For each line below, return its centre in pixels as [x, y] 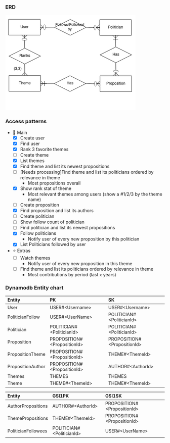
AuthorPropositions [28, 406]
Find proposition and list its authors [57, 211]
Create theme [34, 155]
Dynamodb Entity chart [34, 287]
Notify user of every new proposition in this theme [80, 263]
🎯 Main [20, 132]
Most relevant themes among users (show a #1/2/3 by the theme [95, 194]
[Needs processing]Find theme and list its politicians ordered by [87, 172]
